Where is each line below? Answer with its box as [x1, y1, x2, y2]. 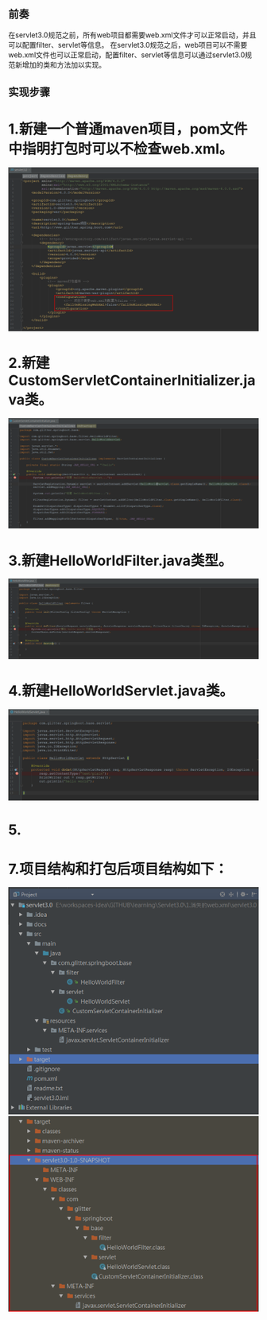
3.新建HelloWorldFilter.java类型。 [8, 552, 233, 570]
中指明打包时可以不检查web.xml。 [8, 140, 234, 158]
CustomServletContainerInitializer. [8, 372, 244, 389]
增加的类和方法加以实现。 [21, 60, 106, 69]
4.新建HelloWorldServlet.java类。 [8, 682, 234, 700]
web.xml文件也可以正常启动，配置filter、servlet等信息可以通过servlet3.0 [8, 50, 246, 60]
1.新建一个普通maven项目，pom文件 [8, 120, 248, 138]
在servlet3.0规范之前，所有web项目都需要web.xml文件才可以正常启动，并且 [8, 30, 257, 40]
